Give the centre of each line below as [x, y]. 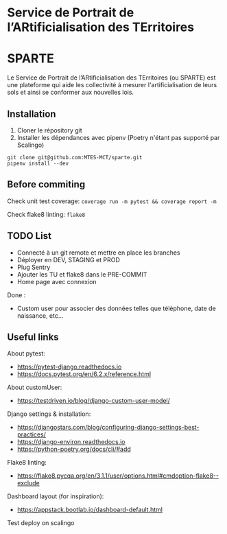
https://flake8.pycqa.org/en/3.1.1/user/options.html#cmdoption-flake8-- [118, 476]
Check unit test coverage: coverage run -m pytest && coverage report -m [112, 201]
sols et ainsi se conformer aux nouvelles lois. [71, 92]
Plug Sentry [34, 267]
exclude [28, 483]
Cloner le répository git [49, 130]
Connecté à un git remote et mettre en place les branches [98, 253]
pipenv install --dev [38, 163]
